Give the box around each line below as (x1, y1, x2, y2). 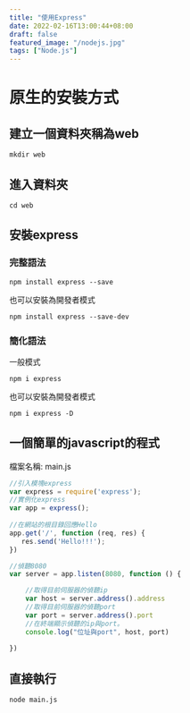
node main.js (9, 695, 58, 705)
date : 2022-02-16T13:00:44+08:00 (9, 21, 134, 30)
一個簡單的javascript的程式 (9, 436, 161, 451)
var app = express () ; (9, 504, 90, 513)
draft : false (9, 30, 58, 38)
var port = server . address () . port (25, 610, 153, 620)
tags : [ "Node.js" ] (9, 47, 78, 55)
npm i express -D (9, 409, 74, 418)
